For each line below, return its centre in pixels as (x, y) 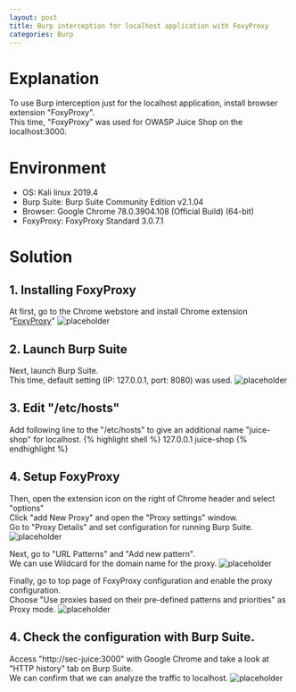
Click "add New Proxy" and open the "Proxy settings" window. (124, 517)
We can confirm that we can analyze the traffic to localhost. (119, 678)
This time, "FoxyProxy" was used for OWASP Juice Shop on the (126, 122)
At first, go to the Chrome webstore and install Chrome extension (128, 312)
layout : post (33, 17)
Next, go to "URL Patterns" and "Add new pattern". (103, 553)
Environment (58, 168)
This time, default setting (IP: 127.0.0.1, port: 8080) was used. (121, 380)
